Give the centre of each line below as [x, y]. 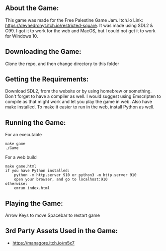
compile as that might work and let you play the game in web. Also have [79, 102]
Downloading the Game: [43, 52]
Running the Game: [36, 123]
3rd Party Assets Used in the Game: [62, 231]
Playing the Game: [34, 203]
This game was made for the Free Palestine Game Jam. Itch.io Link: [74, 20]
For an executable [24, 135]
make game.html [21, 167]
